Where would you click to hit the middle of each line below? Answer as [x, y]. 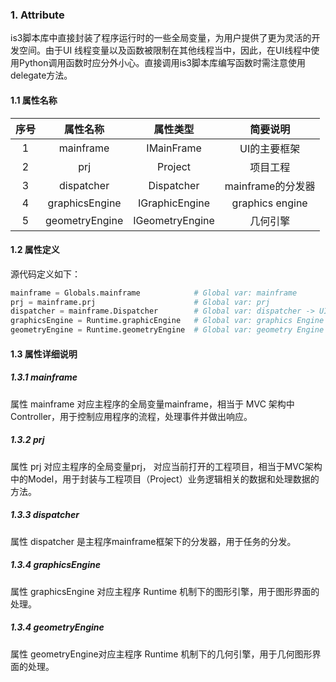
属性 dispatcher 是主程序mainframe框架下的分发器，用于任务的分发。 [153, 541]
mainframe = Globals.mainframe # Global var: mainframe [154, 293]
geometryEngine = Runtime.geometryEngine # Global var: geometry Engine [167, 330]
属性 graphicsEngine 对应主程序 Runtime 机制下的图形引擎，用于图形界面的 [165, 591]
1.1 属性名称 [34, 100]
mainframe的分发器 [270, 186]
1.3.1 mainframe [44, 377]
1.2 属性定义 [35, 250]
